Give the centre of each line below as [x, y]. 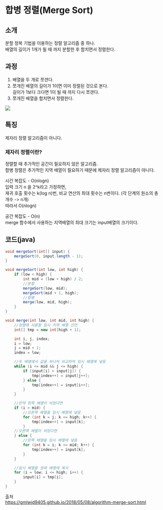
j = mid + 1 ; [28, 348]
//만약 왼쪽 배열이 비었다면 [39, 403]
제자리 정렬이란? [24, 152]
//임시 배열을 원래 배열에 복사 [41, 468]
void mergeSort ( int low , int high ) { [44, 270]
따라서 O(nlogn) [21, 206]
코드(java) [20, 240]
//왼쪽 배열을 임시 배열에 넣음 [50, 440]
